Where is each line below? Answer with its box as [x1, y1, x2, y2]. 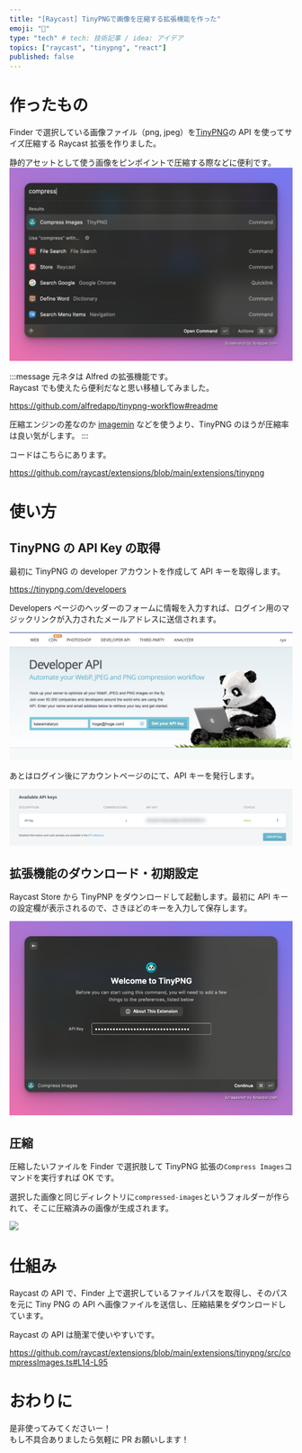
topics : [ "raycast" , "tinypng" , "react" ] [9, 43, 167, 52]
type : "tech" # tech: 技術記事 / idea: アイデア [9, 33, 184, 42]
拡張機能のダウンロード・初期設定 [9, 866, 199, 881]
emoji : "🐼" [9, 23, 50, 33]
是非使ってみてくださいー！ [9, 1423, 111, 1434]
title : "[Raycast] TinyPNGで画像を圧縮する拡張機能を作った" [9, 14, 222, 23]
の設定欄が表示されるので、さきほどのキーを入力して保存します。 [9, 903, 253, 913]
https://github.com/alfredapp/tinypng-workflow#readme [9, 401, 218, 412]
